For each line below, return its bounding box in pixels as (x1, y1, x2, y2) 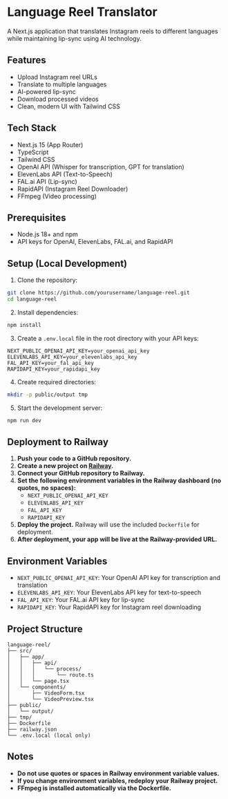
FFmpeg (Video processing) (17, 191, 97, 200)
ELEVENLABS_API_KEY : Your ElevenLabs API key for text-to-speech (17, 588, 202, 596)
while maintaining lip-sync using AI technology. (7, 34, 142, 42)
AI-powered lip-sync (17, 87, 76, 95)
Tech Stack (7, 122, 57, 134)
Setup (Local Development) (7, 257, 128, 270)
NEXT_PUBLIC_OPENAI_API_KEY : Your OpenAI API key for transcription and (17, 574, 221, 582)
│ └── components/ (7, 684, 67, 690)
